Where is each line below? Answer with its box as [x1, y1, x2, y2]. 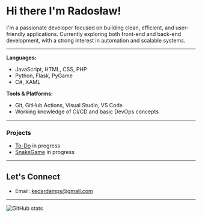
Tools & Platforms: [6, 90, 53, 97]
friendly [6, 30, 26, 37]
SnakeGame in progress [14, 149, 75, 156]
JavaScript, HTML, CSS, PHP [14, 65, 87, 73]
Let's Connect [6, 171, 60, 182]
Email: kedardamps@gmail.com [14, 188, 93, 195]
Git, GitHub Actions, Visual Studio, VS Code [14, 101, 123, 108]
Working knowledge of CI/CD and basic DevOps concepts [14, 108, 159, 115]
